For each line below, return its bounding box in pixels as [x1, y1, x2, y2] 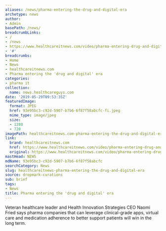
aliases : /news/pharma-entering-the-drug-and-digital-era [5, 7, 127, 12]
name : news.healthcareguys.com [9, 90, 74, 95]
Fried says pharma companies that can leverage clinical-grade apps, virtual [5, 209, 159, 215]
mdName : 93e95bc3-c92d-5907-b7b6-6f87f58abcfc [5, 158, 103, 163]
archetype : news [5, 12, 39, 17]
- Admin [5, 21, 21, 26]
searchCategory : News [5, 163, 50, 168]
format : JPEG [9, 104, 37, 109]
